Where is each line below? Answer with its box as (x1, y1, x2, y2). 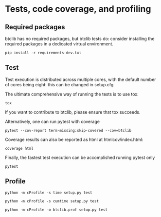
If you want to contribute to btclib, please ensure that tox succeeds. (5, 109, 141, 115)
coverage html (5, 146, 34, 151)
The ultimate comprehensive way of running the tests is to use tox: (5, 91, 139, 97)
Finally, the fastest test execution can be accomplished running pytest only (5, 155, 155, 160)
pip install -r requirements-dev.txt (5, 50, 82, 55)
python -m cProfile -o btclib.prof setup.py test (5, 207, 108, 212)
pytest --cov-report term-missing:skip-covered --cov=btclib (5, 128, 132, 133)
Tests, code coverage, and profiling (5, 3, 151, 15)
